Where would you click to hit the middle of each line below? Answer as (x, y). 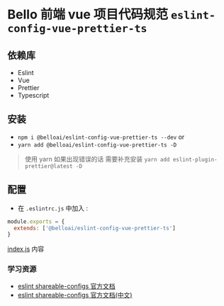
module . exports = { (36, 221)
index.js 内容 (26, 249)
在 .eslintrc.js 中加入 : (53, 208)
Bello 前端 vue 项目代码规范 (88, 15)
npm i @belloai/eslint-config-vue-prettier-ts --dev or (101, 137)
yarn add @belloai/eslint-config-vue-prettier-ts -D (97, 145)
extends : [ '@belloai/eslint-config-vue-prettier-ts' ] (95, 228)
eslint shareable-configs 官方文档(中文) (75, 295)
